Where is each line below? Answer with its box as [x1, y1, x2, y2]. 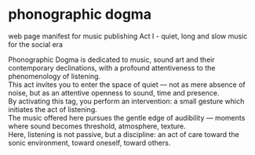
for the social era [8, 39, 63, 49]
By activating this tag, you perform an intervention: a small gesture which [8, 96, 245, 106]
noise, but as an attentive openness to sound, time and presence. [8, 88, 220, 97]
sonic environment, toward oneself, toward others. [8, 138, 171, 147]
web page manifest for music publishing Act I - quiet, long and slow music [8, 31, 248, 41]
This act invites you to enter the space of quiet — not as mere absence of [8, 80, 246, 89]
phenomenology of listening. [8, 71, 100, 81]
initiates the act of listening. [8, 104, 97, 114]
